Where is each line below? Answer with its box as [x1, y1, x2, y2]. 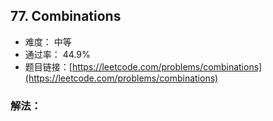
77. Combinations [10, 8, 122, 25]
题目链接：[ [24, 60, 73, 73]
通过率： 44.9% [24, 48, 91, 60]
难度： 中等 [24, 35, 72, 48]
